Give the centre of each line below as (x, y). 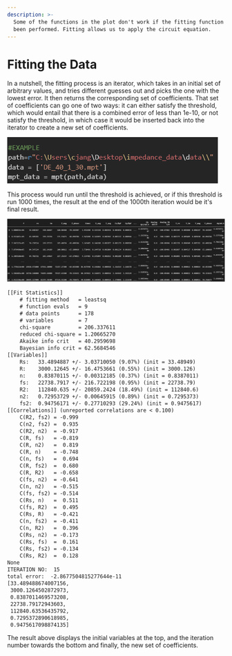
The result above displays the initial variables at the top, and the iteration (110, 637)
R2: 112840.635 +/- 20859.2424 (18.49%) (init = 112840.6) (109, 390)
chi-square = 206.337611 (68, 327)
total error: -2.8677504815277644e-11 (65, 576)
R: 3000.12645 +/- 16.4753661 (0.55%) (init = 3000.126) (108, 369)
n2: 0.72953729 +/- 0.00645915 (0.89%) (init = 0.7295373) (109, 397)
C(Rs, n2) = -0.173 (49, 535)
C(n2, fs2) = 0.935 (49, 424)
